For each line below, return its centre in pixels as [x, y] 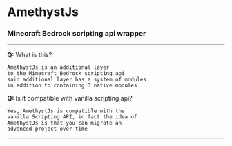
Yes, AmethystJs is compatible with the [66, 111]
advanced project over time [48, 129]
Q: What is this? [30, 55]
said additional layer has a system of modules [77, 80]
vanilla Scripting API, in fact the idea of [72, 117]
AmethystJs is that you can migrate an [65, 123]
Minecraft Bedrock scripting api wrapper [77, 34]
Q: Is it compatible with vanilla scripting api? [70, 98]
